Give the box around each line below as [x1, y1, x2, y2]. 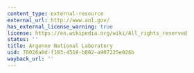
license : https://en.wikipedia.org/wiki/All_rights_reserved [7, 29, 188, 37]
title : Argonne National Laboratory [7, 42, 113, 49]
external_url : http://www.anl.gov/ [7, 17, 110, 24]
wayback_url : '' [7, 56, 54, 63]
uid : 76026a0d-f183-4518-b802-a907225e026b [7, 49, 135, 56]
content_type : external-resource [7, 10, 104, 17]
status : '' [7, 36, 39, 43]
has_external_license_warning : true [7, 23, 113, 30]
